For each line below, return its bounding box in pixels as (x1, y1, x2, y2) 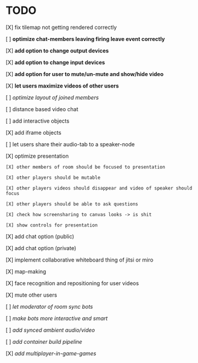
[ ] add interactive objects (5, 117, 70, 124)
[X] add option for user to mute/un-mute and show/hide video (5, 70, 164, 77)
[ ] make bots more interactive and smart (5, 315, 108, 322)
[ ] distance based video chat (5, 105, 78, 112)
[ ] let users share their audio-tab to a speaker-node (5, 140, 135, 148)
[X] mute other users (5, 291, 57, 298)
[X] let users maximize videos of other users (5, 82, 119, 89)
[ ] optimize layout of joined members (5, 94, 99, 101)
